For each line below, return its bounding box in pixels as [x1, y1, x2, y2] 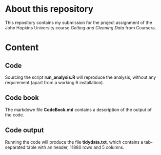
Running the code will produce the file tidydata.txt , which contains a [5, 139, 143, 145]
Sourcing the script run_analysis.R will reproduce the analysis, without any [5, 74, 156, 80]
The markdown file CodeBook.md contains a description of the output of [5, 107, 152, 112]
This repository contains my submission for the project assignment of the [5, 20, 152, 25]
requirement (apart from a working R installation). [5, 79, 104, 85]
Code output [5, 126, 44, 134]
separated [5, 144, 26, 150]
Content [5, 42, 39, 53]
